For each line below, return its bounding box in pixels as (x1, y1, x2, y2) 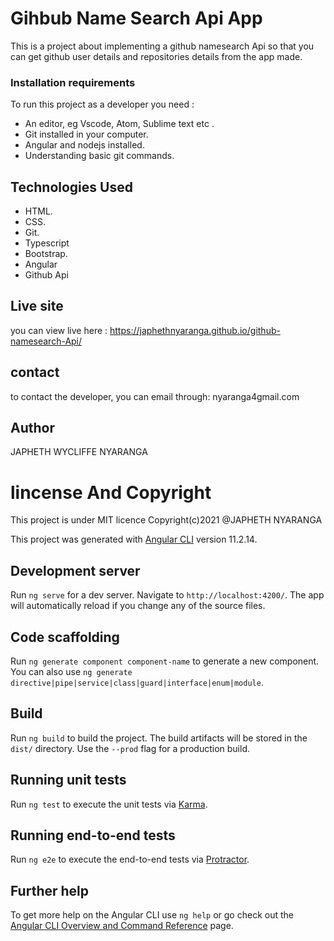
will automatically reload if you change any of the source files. (10, 600, 266, 612)
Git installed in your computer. (24, 128, 149, 141)
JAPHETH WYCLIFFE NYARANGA (10, 446, 148, 458)
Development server (10, 562, 141, 579)
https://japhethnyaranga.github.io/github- (109, 324, 281, 336)
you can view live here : (10, 324, 108, 336)
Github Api (24, 269, 69, 281)
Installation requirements (10, 75, 136, 89)
